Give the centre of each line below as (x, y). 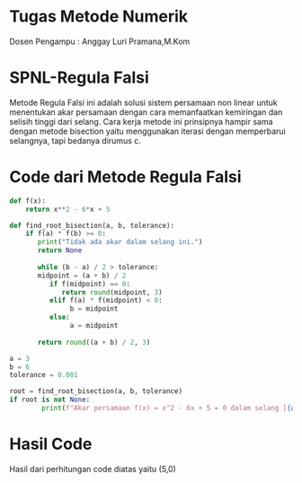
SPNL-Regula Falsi (80, 78)
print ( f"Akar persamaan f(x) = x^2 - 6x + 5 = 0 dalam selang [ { (167, 408)
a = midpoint (94, 326)
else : (59, 317)
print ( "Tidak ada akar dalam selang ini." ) (120, 242)
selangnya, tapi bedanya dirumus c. (75, 140)
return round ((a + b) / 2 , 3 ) (94, 342)
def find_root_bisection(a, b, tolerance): (92, 225)
